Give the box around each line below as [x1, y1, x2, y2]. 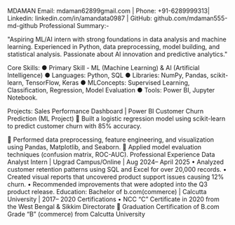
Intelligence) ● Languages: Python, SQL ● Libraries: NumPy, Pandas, [7, 71, 209, 79]
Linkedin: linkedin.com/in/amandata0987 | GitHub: [7, 14, 153, 22]
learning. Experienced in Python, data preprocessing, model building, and [7, 43, 220, 50]
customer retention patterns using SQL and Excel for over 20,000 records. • [7, 165, 227, 173]
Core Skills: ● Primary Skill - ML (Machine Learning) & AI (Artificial [7, 64, 200, 71]
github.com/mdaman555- [154, 14, 228, 22]
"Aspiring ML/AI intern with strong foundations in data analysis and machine [7, 35, 227, 43]
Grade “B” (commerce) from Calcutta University [7, 210, 146, 218]
